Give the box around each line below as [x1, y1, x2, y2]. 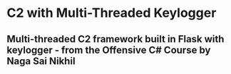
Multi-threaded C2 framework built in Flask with [6, 33, 225, 45]
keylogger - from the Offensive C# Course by [6, 44, 211, 56]
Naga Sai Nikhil [6, 55, 76, 67]
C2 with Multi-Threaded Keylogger [6, 5, 217, 21]
